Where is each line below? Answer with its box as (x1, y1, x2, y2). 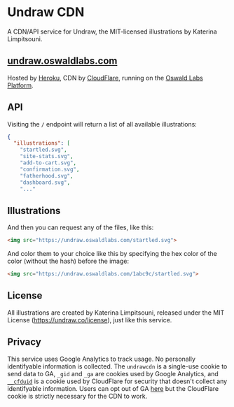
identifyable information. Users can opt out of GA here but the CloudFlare (7, 384, 219, 392)
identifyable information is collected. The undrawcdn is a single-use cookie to (7, 362, 228, 371)
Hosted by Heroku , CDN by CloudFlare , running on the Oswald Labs (7, 73, 203, 82)
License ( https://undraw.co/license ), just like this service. (7, 315, 172, 324)
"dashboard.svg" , (20, 179, 71, 186)
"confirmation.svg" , (20, 166, 80, 173)
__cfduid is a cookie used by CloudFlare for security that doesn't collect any (7, 377, 228, 385)
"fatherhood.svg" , (20, 172, 74, 179)
